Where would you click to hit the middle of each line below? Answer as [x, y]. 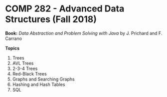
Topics [12, 48]
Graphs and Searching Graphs [43, 79]
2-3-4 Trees [25, 68]
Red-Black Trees [29, 73]
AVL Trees [23, 63]
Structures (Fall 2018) [51, 19]
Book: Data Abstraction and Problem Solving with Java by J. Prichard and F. [84, 33]
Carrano [14, 38]
